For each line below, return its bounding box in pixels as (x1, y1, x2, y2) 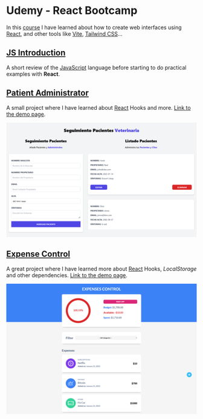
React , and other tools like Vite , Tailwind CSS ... (6, 30, 123, 37)
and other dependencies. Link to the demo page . (6, 271, 128, 279)
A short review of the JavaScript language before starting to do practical (6, 64, 187, 71)
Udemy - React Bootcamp (6, 4, 138, 18)
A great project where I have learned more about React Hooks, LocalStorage (6, 265, 197, 272)
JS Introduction (6, 48, 66, 58)
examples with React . (6, 70, 60, 78)
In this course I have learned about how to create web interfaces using (6, 24, 182, 31)
